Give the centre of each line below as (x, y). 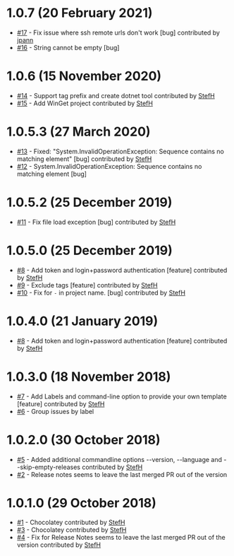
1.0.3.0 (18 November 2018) (89, 377)
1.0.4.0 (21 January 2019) (82, 321)
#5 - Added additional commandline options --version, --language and (119, 459)
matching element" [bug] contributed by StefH (84, 159)
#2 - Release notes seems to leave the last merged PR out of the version (122, 474)
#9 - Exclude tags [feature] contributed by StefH (87, 285)
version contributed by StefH (59, 545)
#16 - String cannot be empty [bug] (68, 47)
